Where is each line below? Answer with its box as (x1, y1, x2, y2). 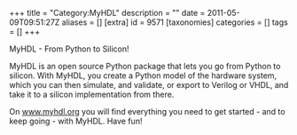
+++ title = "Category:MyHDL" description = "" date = (9, 8, 206, 18)
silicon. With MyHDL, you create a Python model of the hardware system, (9, 70, 277, 81)
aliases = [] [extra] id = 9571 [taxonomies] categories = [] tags (61, 17, 288, 28)
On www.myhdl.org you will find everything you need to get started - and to (9, 107, 285, 116)
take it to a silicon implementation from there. (9, 89, 175, 99)
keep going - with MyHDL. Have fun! (9, 115, 143, 126)
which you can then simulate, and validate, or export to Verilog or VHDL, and (9, 80, 289, 90)
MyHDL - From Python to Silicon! (9, 44, 129, 54)
